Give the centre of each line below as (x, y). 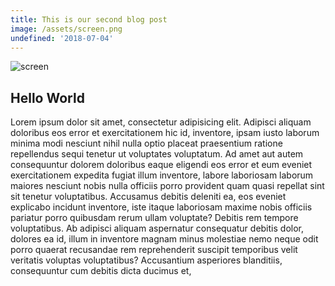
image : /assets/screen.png (66, 29)
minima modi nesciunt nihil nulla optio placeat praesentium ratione (146, 143)
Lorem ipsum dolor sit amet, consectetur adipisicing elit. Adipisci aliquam (161, 122)
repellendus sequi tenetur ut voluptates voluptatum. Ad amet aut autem (157, 154)
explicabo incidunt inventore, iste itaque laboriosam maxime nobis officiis (161, 207)
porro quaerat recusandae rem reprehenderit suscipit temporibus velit (154, 250)
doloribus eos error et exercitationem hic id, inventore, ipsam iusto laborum (165, 133)
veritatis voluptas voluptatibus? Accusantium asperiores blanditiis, (146, 260)
